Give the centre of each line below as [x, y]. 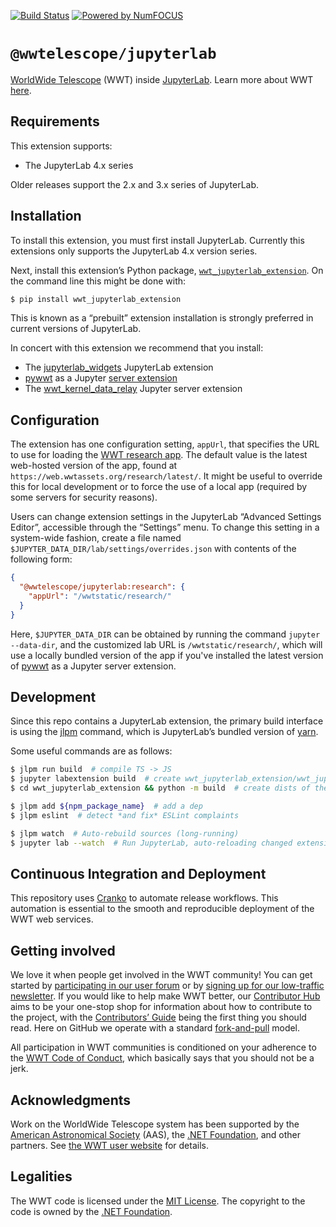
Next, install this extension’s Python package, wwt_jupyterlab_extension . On [167, 270]
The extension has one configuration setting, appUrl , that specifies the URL [165, 444]
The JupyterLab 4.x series [79, 165]
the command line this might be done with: [98, 281]
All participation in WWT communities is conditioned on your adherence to [163, 1047]
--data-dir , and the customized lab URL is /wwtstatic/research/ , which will [166, 644]
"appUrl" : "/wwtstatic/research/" [100, 596]
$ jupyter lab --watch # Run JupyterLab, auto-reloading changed [151, 843]
